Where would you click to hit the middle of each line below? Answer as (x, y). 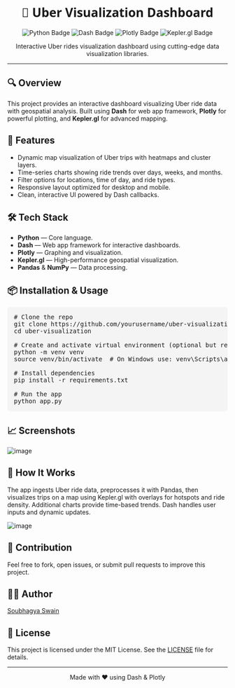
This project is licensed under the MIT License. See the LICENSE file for (111, 650)
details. (18, 657)
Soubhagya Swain (33, 611)
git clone (30, 324)
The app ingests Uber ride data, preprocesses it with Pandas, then (103, 490)
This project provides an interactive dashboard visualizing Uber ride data (112, 103)
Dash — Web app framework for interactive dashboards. (99, 245)
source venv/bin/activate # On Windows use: (93, 359)
